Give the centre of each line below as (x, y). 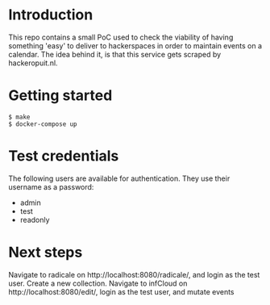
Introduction (51, 15)
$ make (19, 117)
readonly (35, 219)
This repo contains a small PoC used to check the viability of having (121, 37)
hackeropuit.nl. (33, 63)
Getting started (60, 96)
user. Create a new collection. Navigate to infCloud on (98, 283)
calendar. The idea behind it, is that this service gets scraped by (115, 54)
